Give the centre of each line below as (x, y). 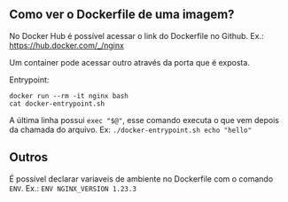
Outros (29, 157)
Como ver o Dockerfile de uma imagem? (122, 15)
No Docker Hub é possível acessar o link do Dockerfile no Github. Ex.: (136, 35)
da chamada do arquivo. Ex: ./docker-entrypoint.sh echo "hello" (131, 129)
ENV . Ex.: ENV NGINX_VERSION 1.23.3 (73, 188)
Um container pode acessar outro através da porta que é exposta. (130, 62)
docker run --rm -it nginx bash (69, 96)
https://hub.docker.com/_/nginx (66, 45)
